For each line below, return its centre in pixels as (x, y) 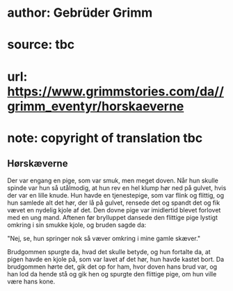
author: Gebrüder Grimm (80, 13)
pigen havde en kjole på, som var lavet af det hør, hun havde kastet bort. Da (116, 259)
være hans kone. (31, 281)
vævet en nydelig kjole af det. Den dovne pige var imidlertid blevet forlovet (114, 210)
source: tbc (41, 45)
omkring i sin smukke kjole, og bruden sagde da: (77, 225)
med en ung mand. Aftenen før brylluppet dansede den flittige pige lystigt (112, 217)
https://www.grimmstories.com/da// (116, 91)
